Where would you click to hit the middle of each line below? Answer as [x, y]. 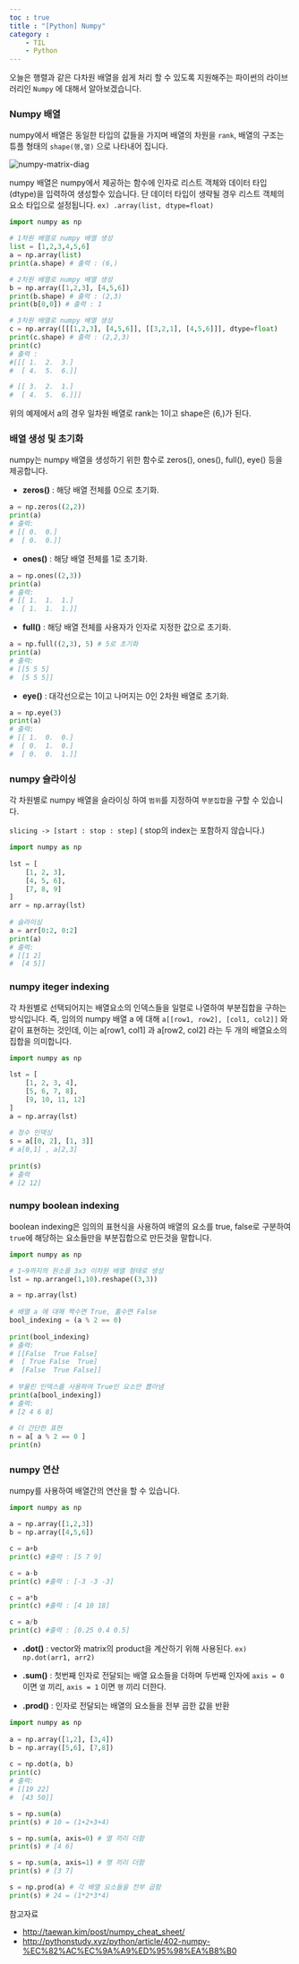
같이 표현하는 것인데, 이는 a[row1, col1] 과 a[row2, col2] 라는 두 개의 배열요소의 [149, 1030]
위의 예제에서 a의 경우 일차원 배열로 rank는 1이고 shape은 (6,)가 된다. [131, 414]
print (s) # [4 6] [42, 1847]
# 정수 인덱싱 [31, 1133]
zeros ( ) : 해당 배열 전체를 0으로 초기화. [90, 490]
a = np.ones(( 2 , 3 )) [46, 575]
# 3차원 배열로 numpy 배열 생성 [61, 321]
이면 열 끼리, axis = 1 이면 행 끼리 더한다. [94, 1687]
